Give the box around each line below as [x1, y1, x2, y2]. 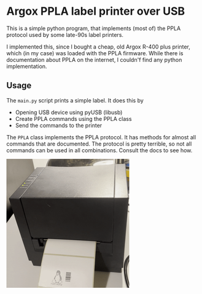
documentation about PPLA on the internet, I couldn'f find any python [6, 56, 182, 63]
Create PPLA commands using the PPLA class [15, 115, 132, 122]
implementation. [6, 63, 47, 70]
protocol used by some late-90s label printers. [6, 31, 124, 38]
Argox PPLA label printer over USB [6, 4, 185, 18]
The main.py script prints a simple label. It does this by [6, 96, 144, 104]
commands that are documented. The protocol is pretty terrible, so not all [6, 140, 192, 147]
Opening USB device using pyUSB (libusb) [15, 109, 123, 116]
